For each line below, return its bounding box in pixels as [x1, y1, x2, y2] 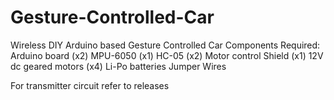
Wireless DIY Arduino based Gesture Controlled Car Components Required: [10, 39, 321, 51]
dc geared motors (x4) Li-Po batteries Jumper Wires [10, 60, 227, 72]
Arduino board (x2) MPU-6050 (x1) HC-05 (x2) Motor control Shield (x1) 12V [10, 49, 324, 61]
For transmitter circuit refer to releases [10, 79, 170, 91]
